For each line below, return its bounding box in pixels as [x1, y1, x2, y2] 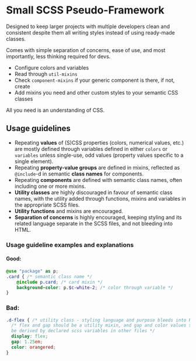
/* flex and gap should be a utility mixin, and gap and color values [11, 322, 187, 328]
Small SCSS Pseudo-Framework [6, 4, 164, 17]
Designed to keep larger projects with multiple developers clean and [6, 23, 170, 30]
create [14, 82, 30, 90]
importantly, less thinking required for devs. [6, 53, 111, 60]
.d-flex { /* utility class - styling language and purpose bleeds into [6, 317, 187, 323]
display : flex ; [11, 334, 48, 339]
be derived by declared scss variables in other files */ [11, 328, 156, 334]
